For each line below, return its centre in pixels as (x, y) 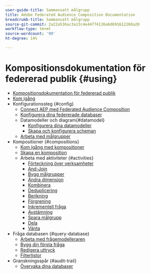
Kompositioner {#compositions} (46, 142)
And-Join (37, 169)
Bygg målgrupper (46, 174)
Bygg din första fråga (42, 244)
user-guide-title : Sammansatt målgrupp (48, 10)
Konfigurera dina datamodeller (60, 125)
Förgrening (39, 201)
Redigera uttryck (38, 250)
